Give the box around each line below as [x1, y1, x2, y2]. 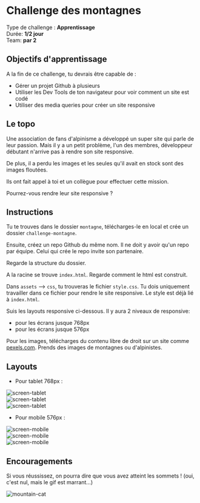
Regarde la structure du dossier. [6, 259, 87, 267]
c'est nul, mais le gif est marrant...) [6, 479, 93, 485]
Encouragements [6, 456, 73, 467]
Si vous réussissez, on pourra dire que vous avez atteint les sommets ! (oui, [6, 472, 195, 479]
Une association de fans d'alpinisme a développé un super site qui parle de [6, 135, 195, 142]
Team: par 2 [6, 36, 37, 44]
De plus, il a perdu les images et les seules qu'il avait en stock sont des [6, 159, 184, 167]
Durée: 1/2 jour [6, 30, 44, 37]
